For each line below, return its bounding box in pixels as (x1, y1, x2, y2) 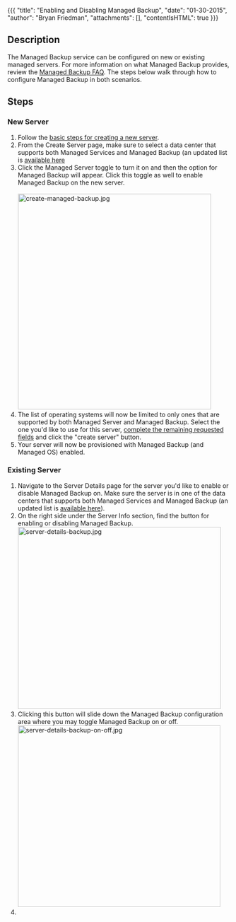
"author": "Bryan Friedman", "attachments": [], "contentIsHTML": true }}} (7, 13, 219, 22)
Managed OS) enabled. (17, 448, 85, 456)
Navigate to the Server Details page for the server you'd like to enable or (17, 481, 229, 490)
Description (7, 34, 60, 46)
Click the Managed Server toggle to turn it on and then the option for (17, 163, 218, 172)
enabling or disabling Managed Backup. (17, 519, 134, 527)
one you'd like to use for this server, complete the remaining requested (17, 425, 224, 433)
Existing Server (7, 465, 61, 475)
